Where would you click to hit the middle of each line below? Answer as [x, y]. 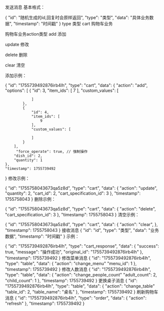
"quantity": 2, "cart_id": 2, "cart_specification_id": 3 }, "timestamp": [73, 193]
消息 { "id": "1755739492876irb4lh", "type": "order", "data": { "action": [76, 298]
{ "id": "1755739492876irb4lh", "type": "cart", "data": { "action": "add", [76, 85]
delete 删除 [16, 55]
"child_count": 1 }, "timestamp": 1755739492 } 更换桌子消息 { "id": [71, 280]
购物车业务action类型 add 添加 [36, 34]
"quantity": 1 [28, 160]
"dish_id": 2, [28, 156]
